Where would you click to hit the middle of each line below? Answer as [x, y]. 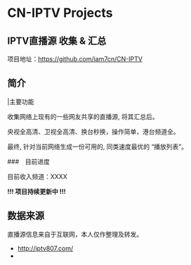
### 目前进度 [29, 161]
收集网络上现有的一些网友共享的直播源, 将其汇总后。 [83, 116]
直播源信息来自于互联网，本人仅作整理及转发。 [75, 234]
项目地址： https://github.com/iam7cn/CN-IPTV [75, 59]
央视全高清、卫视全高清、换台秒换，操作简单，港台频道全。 [93, 131]
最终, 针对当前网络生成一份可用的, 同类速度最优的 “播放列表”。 [98, 147]
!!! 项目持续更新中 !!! [37, 191]
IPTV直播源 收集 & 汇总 [57, 41]
